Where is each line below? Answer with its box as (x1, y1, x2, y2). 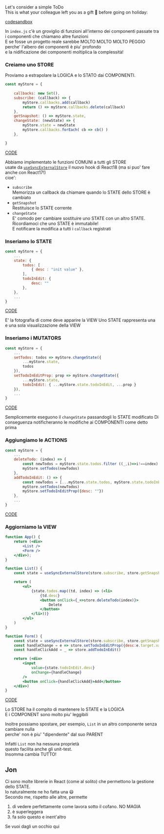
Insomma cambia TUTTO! (5, 751, 57, 757)
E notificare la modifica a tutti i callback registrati (12, 225, 111, 231)
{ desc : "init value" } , (31, 267, 84, 272)
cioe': (5, 175, 16, 180)
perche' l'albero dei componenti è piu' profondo (5, 44, 102, 49)
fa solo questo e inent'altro (12, 814, 66, 820)
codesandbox (5, 19, 33, 24)
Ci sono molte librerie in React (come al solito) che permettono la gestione (5, 779, 154, 785)
